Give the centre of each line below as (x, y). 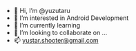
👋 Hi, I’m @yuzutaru (42, 11)
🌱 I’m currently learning (47, 25)
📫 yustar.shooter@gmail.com (56, 40)
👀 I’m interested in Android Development (71, 18)
